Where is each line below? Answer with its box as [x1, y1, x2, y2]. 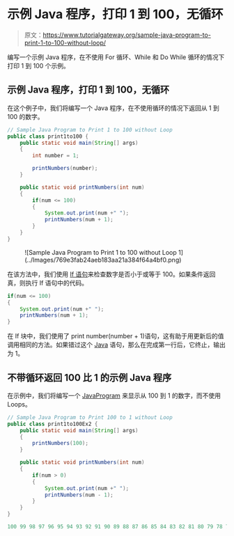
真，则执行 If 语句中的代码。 [7, 278, 88, 287]
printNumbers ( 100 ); [32, 440, 89, 447]
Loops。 [7, 400, 31, 408]
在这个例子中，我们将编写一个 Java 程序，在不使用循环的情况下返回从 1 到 [7, 104, 219, 112]
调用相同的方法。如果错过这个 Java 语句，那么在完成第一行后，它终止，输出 [7, 340, 226, 349]
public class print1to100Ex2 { [7, 420, 98, 427]
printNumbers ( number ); [32, 165, 98, 172]
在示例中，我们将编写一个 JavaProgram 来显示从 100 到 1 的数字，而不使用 [7, 391, 221, 400]
